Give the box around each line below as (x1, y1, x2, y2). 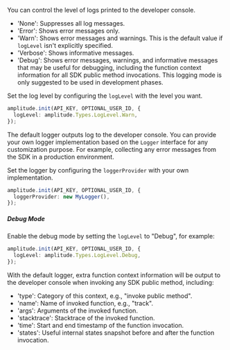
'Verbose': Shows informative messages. (17, 49, 134, 57)
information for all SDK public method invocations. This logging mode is (17, 71, 222, 79)
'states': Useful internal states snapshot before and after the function (17, 329, 215, 337)
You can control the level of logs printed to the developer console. (7, 6, 196, 14)
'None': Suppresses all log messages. (17, 19, 125, 27)
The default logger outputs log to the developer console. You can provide (7, 130, 217, 139)
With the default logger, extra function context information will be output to (7, 270, 221, 279)
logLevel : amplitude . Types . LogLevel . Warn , (13, 111, 138, 119)
